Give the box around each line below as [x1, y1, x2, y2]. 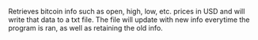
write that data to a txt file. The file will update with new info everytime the [8, 15, 251, 24]
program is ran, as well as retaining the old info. [8, 24, 164, 32]
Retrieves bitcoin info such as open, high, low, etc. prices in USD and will [8, 7, 245, 16]
